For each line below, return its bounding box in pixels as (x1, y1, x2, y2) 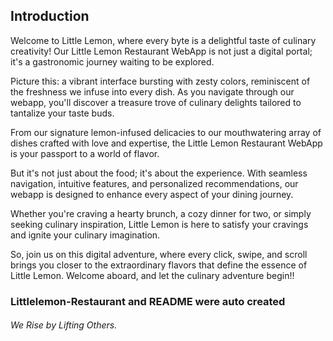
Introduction (10, 8, 90, 25)
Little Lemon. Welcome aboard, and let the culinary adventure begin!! (10, 269, 295, 281)
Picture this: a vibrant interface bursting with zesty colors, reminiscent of (10, 75, 311, 87)
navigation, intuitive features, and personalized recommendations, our (10, 177, 299, 189)
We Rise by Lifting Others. (10, 319, 118, 331)
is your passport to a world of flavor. (10, 147, 160, 159)
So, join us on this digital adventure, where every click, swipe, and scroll (10, 248, 308, 260)
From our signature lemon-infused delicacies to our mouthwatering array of (10, 126, 322, 138)
